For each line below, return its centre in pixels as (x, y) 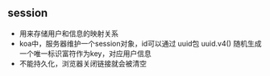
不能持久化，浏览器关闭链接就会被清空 (83, 63)
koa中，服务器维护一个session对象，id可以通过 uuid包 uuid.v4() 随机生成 (140, 43)
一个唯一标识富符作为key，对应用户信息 (85, 53)
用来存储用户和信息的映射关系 (69, 33)
